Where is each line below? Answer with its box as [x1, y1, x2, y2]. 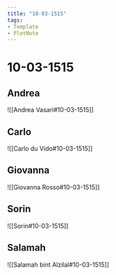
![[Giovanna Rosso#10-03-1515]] [7, 182, 100, 191]
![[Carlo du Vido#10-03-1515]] [7, 144, 93, 153]
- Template [7, 23, 39, 30]
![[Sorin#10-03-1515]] [7, 221, 69, 230]
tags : [7, 17, 23, 24]
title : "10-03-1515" [7, 10, 67, 17]
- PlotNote [7, 29, 39, 37]
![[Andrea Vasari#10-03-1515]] [7, 106, 94, 114]
